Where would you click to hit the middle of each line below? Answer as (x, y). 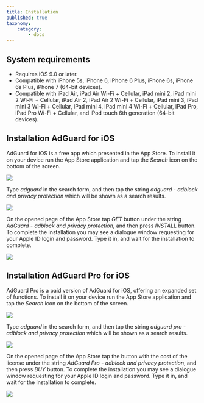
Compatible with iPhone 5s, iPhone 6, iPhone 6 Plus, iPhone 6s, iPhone (104, 80)
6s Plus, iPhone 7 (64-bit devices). (58, 87)
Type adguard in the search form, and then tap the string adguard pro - (96, 326)
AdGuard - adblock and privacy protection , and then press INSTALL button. (101, 226)
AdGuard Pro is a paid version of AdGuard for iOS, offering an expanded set (101, 290)
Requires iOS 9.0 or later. (46, 74)
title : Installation (33, 12)
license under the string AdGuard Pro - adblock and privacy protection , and (101, 363)
